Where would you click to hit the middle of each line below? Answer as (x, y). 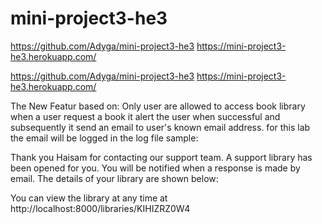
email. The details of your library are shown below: (114, 178)
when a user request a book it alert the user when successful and (145, 116)
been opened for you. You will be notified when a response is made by (155, 168)
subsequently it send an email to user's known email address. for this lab (160, 127)
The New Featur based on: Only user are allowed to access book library (158, 106)
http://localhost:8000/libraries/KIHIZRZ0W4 (100, 208)
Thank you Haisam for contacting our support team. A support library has (161, 157)
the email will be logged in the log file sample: (104, 138)
